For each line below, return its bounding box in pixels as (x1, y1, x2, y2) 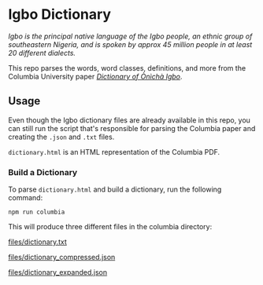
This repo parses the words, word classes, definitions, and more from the (8, 63, 246, 72)
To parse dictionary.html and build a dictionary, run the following (8, 185, 222, 194)
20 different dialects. (8, 48, 76, 57)
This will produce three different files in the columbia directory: (8, 222, 213, 232)
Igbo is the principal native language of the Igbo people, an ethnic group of (8, 31, 253, 41)
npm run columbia (8, 208, 65, 217)
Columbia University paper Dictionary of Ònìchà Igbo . (8, 71, 183, 81)
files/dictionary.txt (8, 237, 67, 247)
